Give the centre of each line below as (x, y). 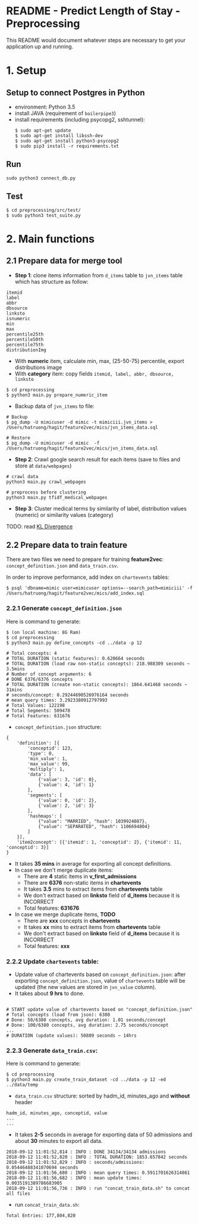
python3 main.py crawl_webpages (46, 482)
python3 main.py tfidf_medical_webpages (57, 497)
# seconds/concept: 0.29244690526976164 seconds (67, 695)
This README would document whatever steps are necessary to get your (96, 40)
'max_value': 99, (49, 764)
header (23, 1102)
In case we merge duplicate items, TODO (65, 914)
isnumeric (18, 318)
